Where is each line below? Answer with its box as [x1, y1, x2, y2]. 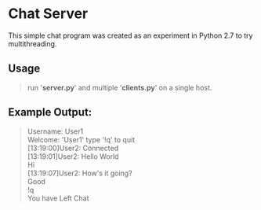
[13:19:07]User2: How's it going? [27, 168, 132, 178]
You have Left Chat [27, 193, 89, 203]
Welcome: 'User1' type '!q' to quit [27, 134, 136, 144]
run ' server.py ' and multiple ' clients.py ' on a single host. [27, 83, 212, 92]
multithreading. [8, 39, 57, 48]
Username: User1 [27, 127, 84, 136]
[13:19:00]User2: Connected [27, 143, 119, 153]
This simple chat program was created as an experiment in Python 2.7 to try [8, 31, 253, 40]
